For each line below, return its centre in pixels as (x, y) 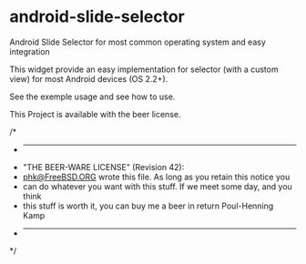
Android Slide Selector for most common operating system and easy (138, 42)
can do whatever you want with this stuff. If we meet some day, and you (158, 186)
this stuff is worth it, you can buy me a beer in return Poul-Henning (148, 206)
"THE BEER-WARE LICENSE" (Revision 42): (103, 167)
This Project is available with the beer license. (95, 114)
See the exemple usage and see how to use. (92, 96)
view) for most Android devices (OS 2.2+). (89, 78)
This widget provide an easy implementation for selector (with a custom (144, 69)
